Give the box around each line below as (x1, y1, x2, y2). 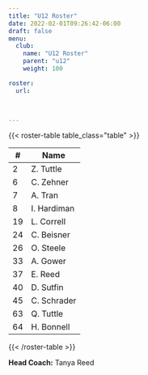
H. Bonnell (31, 322, 70, 333)
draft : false (8, 27, 53, 35)
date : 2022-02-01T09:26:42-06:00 (8, 19, 121, 28)
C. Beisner (31, 229, 70, 241)
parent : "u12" (23, 58, 70, 66)
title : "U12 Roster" (8, 11, 78, 20)
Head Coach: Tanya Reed (8, 358, 95, 368)
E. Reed (31, 269, 61, 280)
